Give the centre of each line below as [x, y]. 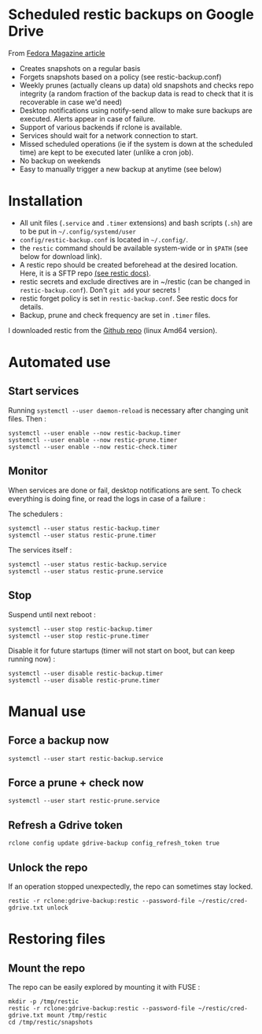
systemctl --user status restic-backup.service [88, 564]
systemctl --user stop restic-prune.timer [79, 636]
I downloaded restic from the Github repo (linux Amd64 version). [113, 330]
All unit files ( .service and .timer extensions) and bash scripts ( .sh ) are [136, 223]
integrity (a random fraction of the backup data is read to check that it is [137, 93]
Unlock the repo [48, 867]
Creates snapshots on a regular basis [80, 68]
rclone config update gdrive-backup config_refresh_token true [114, 843]
